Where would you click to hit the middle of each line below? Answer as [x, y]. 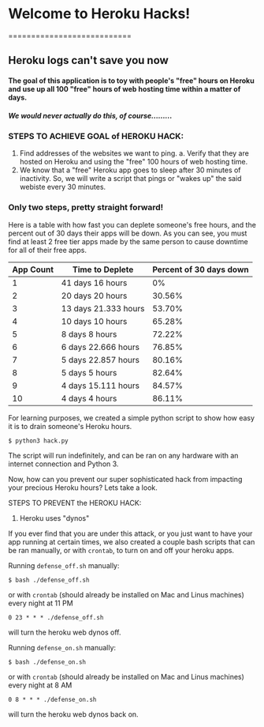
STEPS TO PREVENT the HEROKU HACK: [75, 503]
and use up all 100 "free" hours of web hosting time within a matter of [125, 89]
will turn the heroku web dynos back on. [74, 714]
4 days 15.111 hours [100, 386]
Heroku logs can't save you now [89, 60]
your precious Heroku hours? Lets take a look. [83, 488]
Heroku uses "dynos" [54, 518]
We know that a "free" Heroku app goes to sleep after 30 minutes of [130, 170]
